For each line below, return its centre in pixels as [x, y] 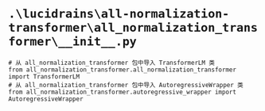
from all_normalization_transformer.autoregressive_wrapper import [123, 92]
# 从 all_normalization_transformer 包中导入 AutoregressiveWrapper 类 [126, 85]
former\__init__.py [72, 42]
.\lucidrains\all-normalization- [119, 14]
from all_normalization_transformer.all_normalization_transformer [123, 70]
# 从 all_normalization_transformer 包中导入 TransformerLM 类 [111, 63]
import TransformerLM [44, 77]
